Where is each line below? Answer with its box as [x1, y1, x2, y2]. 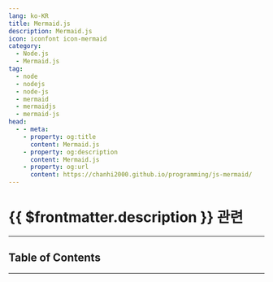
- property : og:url [23, 163, 89, 171]
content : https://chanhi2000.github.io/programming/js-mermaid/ [29, 171, 253, 179]
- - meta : [15, 125, 49, 133]
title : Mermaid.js [8, 20, 71, 28]
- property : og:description [23, 148, 118, 156]
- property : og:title [23, 132, 96, 141]
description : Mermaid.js [8, 27, 93, 35]
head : [8, 118, 27, 126]
